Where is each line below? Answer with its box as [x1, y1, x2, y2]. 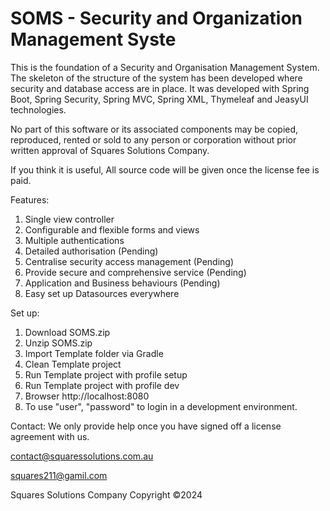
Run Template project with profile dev [24, 379, 180, 391]
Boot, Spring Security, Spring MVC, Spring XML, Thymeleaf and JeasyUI [10, 93, 309, 105]
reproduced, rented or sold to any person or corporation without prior [10, 133, 297, 146]
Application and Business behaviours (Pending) [24, 277, 221, 289]
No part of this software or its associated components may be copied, [10, 123, 299, 135]
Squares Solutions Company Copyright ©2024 [10, 488, 203, 501]
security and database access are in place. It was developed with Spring [10, 82, 310, 94]
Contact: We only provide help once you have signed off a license [10, 420, 282, 432]
